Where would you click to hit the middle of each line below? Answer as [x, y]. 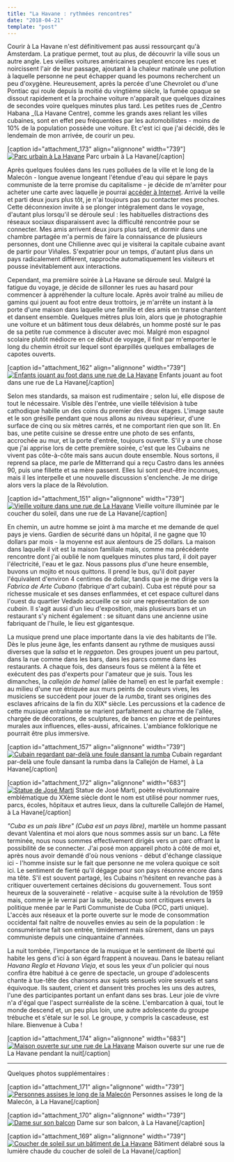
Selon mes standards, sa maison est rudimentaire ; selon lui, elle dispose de [116, 396]
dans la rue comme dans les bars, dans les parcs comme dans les [102, 659]
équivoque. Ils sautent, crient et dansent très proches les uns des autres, [112, 988]
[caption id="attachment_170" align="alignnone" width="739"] [96, 1115]
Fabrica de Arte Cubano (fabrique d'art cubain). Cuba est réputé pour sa [111, 587]
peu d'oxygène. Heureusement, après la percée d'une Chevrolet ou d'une [113, 84]
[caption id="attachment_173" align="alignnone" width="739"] [96, 149]
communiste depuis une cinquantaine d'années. [76, 937]
